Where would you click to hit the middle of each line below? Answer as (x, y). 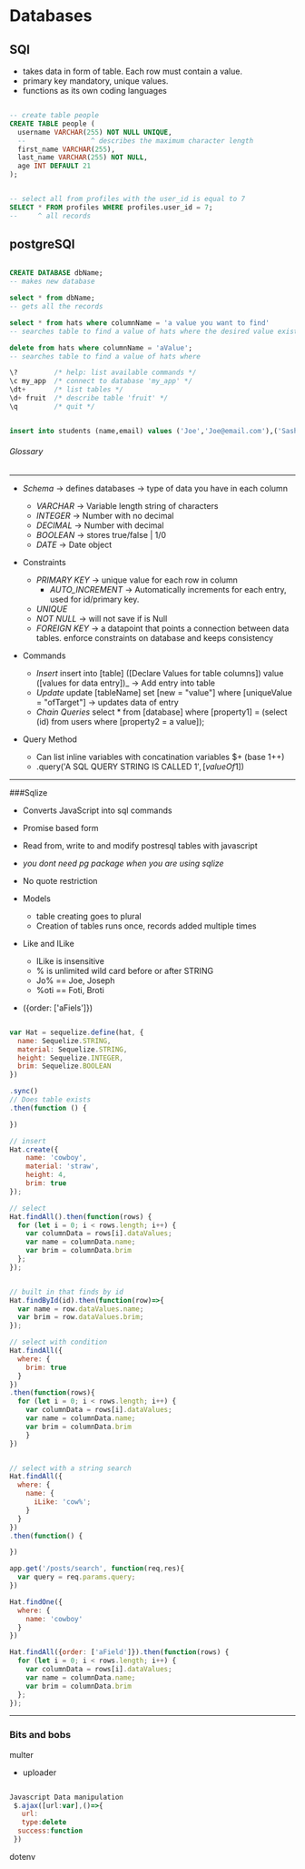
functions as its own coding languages (95, 91)
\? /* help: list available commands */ (103, 373)
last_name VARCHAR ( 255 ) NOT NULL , (83, 157)
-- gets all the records (56, 307)
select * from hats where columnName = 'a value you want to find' (140, 323)
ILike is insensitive (70, 960)
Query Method (49, 739)
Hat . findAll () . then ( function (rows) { (81, 1216)
